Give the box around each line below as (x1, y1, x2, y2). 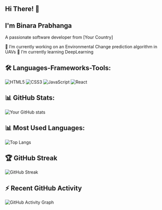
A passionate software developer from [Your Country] (5, 35, 113, 40)
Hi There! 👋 (5, 5, 40, 13)
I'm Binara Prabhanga (5, 21, 72, 30)
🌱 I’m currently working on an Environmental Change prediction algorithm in (5, 44, 158, 50)
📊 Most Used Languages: (5, 124, 85, 132)
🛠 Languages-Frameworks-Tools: (5, 64, 111, 72)
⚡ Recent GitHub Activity (5, 184, 82, 192)
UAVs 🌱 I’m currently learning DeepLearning (5, 49, 94, 55)
